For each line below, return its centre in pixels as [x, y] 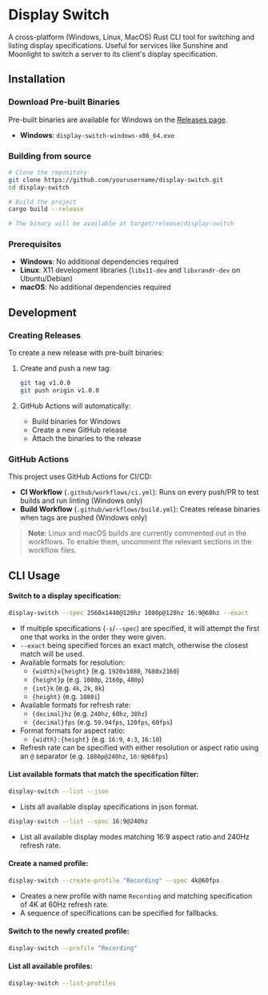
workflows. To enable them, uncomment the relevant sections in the [140, 542]
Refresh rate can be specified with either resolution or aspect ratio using [139, 747]
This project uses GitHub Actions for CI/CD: [80, 477]
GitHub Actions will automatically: [75, 406]
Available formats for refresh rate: [75, 705]
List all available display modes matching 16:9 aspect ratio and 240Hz [135, 836]
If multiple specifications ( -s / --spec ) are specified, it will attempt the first [140, 628]
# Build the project [43, 202]
